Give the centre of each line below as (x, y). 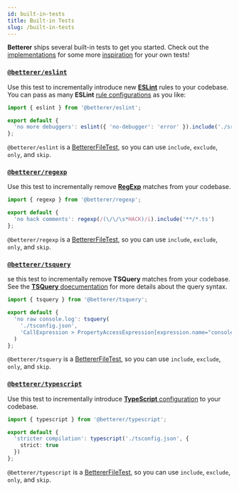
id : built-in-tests (36, 14)
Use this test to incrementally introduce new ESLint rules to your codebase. (118, 87)
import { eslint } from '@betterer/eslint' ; (74, 107)
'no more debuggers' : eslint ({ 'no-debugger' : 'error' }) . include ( (116, 127)
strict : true (39, 446)
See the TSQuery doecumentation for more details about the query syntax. (117, 287)
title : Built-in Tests (41, 21)
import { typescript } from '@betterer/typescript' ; (87, 419)
